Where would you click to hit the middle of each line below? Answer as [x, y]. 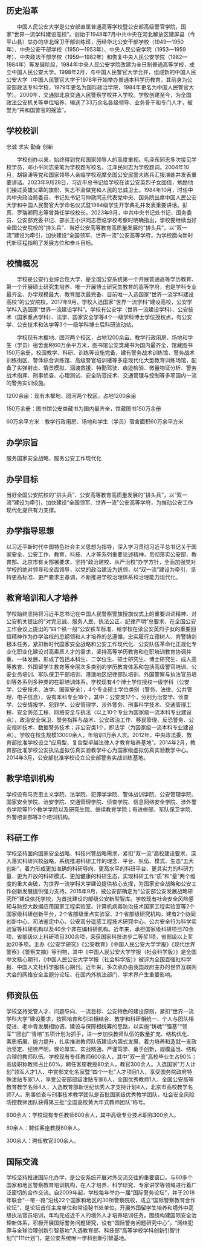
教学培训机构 [30, 779]
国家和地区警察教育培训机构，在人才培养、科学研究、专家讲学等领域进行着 [99, 1185]
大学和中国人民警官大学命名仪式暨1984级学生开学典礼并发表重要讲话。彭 [97, 205]
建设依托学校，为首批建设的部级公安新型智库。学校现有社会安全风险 [104, 899]
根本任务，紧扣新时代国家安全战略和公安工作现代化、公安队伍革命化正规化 [99, 644]
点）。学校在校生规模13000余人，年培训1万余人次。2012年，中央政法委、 [97, 735]
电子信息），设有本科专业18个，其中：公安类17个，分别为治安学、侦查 [103, 697]
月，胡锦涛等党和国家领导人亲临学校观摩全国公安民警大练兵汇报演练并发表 [99, 174]
